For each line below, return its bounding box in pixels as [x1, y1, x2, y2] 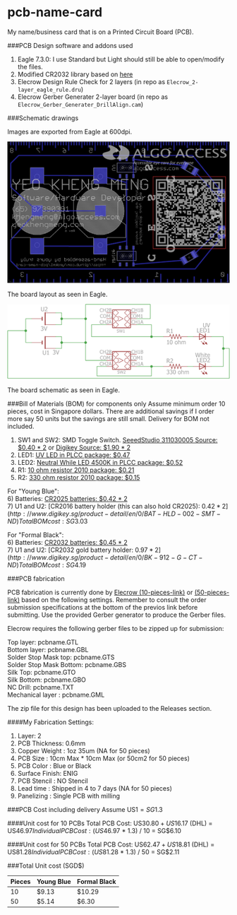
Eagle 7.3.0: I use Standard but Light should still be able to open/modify [17, 54, 224, 64]
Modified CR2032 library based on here [17, 70, 133, 78]
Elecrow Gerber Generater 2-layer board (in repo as [17, 93, 168, 101]
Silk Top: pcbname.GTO [7, 668, 76, 677]
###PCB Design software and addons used [7, 41, 133, 49]
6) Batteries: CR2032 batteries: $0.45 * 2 [7, 538, 128, 547]
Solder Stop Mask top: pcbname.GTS [7, 653, 115, 661]
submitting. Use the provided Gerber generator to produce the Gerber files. [7, 610, 226, 619]
